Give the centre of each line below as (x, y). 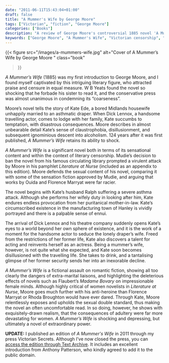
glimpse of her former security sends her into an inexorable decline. (75, 260)
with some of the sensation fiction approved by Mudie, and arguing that (79, 177)
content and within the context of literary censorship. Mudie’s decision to (81, 155)
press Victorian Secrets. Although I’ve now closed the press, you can (77, 339)
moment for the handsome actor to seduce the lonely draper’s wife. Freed (82, 234)
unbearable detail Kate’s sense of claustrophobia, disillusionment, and (77, 129)
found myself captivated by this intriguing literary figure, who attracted (78, 82)
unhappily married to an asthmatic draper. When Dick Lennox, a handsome (83, 113)
